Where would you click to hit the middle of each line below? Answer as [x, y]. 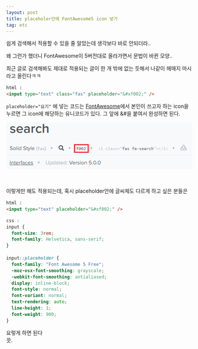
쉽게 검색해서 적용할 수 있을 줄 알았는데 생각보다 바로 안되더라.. [79, 43]
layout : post [22, 12]
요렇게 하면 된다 [25, 332]
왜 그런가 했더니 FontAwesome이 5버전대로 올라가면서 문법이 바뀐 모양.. [90, 56]
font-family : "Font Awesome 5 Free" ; [58, 264]
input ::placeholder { [33, 258]
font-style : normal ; [37, 289]
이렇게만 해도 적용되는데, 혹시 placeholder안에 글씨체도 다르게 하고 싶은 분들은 [97, 191]
